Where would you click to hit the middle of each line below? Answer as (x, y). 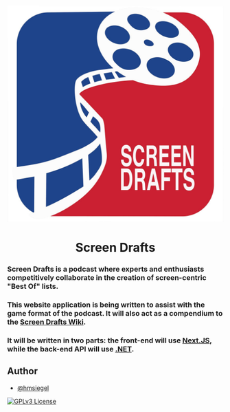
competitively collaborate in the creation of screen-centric (107, 278)
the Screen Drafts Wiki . (47, 322)
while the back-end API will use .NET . (71, 349)
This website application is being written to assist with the (106, 305)
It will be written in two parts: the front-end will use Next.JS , (110, 340)
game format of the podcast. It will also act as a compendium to (115, 314)
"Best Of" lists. (33, 286)
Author (22, 371)
